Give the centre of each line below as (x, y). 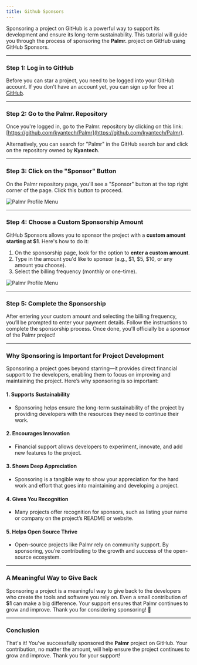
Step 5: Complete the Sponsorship (56, 303)
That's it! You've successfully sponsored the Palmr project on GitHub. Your (97, 643)
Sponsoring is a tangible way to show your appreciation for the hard (96, 479)
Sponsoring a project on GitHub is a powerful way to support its (83, 28)
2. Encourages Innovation (38, 434)
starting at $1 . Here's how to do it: (47, 241)
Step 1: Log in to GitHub (40, 68)
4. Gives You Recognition (37, 499)
